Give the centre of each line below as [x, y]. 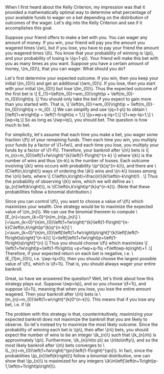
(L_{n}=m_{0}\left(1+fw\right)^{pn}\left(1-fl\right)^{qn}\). [62, 350]
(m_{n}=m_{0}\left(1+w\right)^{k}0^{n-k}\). [48, 299]
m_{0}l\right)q [19, 99]
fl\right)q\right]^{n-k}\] [28, 238]
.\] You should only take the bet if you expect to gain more [93, 99]
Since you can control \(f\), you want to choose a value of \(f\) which [74, 201]
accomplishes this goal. [29, 28]
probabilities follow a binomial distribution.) [48, 192]
